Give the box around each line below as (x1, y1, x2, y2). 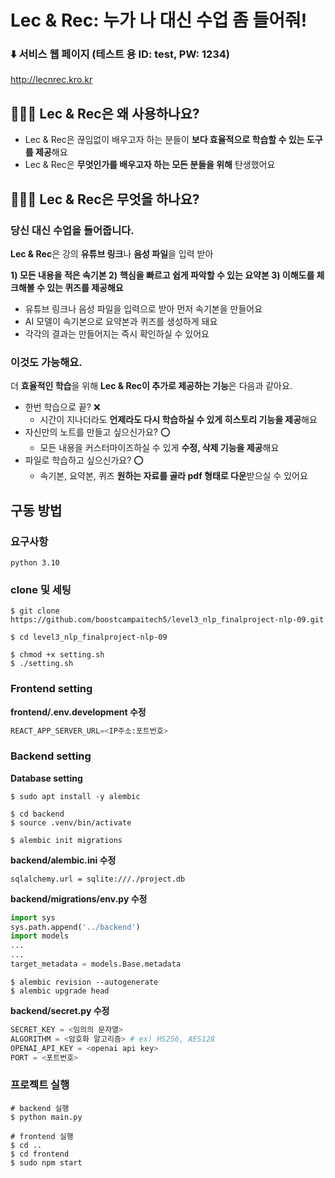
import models (10, 931, 70, 941)
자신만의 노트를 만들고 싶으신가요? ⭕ (24, 426, 171, 438)
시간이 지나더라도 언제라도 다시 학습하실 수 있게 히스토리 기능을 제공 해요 (39, 414, 318, 426)
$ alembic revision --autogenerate (10, 977, 159, 987)
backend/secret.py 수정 (10, 1004, 110, 1016)
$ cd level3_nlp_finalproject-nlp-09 (10, 632, 168, 643)
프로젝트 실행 (10, 1078, 70, 1092)
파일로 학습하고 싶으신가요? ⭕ (24, 454, 144, 466)
